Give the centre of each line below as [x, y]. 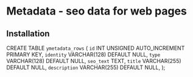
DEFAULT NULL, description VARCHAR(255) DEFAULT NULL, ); [86, 67]
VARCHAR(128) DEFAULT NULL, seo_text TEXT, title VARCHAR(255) [94, 61]
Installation [28, 34]
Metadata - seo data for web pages [97, 11]
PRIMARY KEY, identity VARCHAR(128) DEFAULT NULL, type [83, 55]
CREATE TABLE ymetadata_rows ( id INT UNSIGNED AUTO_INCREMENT [96, 48]
